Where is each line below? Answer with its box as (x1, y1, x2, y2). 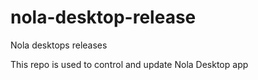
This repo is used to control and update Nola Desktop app (10, 58, 249, 70)
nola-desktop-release (10, 6, 197, 29)
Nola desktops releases (10, 39, 108, 51)
